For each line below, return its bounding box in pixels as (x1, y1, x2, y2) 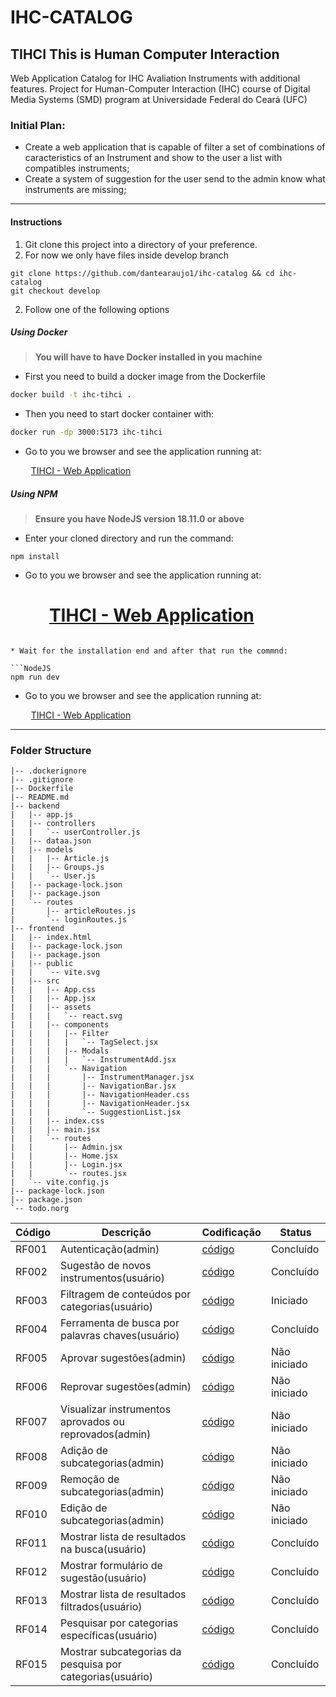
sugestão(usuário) (60, 1571, 147, 1585)
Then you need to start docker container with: (24, 408, 215, 420)
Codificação (201, 1226, 262, 1240)
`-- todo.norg (10, 1204, 70, 1214)
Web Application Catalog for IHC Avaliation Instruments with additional (10, 72, 301, 84)
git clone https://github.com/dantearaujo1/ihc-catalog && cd (10, 268, 275, 278)
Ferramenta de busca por (60, 1316, 180, 1330)
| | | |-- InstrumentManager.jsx (10, 1072, 195, 1083)
